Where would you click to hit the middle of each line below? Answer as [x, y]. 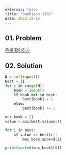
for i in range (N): [25, 86]
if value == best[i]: [35, 135]
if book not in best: [35, 95]
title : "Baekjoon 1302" [29, 14]
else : [19, 104]
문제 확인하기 [17, 50]
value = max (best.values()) [33, 121]
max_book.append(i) [42, 139]
